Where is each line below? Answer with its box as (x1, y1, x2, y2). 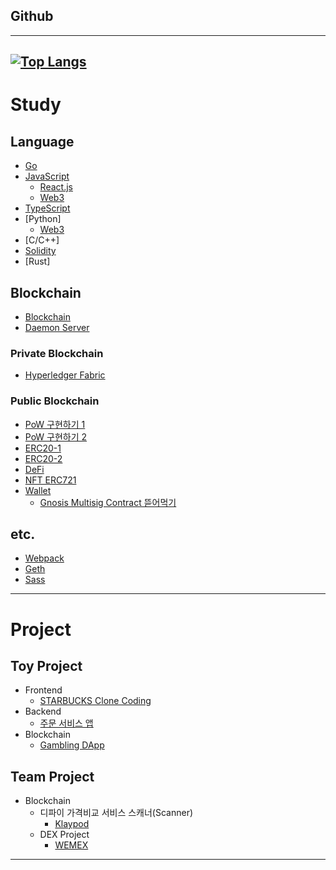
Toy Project (10, 658, 83, 674)
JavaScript (24, 170, 70, 183)
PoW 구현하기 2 (24, 430, 88, 443)
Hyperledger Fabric (24, 369, 106, 381)
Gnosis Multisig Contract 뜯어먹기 (39, 496, 177, 508)
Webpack (24, 552, 65, 564)
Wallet (24, 484, 52, 496)
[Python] (24, 213, 62, 225)
